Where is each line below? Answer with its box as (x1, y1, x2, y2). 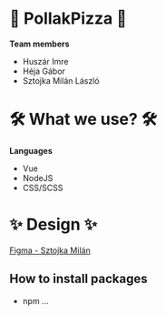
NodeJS (22, 172, 54, 183)
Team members (9, 38, 70, 49)
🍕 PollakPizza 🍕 (9, 8, 127, 29)
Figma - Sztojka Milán (9, 245, 91, 256)
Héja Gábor (22, 66, 66, 76)
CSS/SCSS (22, 182, 63, 193)
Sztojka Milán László (22, 75, 100, 86)
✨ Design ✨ (9, 214, 98, 235)
